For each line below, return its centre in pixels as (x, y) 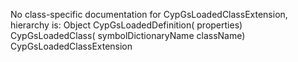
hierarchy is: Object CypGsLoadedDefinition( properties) (126, 25)
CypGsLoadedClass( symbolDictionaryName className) (128, 35)
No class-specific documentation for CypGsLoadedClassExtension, (149, 14)
